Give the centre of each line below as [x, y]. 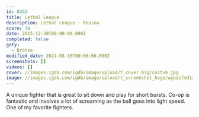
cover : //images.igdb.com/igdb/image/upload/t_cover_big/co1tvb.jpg [92, 72]
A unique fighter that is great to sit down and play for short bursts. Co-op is [98, 95]
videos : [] [20, 67]
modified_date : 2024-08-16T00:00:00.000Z [58, 56]
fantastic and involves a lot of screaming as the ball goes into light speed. [96, 101]
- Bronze [22, 50]
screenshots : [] [26, 61]
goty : [13, 45]
